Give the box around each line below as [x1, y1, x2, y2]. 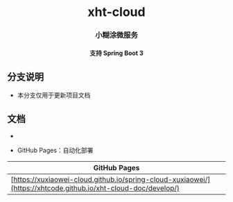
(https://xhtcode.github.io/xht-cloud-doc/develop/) [10, 183, 180, 193]
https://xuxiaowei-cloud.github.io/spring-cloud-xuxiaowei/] [13, 175, 211, 185]
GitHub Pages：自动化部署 [17, 146, 94, 155]
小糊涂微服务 [94, 31, 139, 40]
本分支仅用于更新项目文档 [17, 91, 91, 99]
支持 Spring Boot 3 [89, 49, 144, 57]
